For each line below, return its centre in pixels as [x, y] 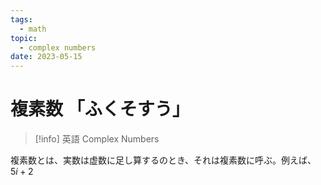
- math [33, 29]
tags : [21, 19]
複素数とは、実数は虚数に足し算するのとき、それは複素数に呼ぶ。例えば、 [163, 160]
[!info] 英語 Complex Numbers [97, 139]
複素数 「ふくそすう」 [100, 109]
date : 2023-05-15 [46, 57]
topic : [24, 38]
